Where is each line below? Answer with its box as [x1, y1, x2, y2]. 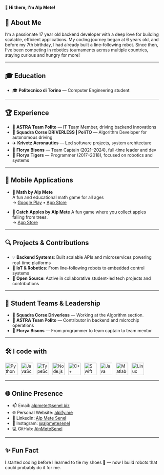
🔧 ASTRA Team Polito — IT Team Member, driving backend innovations [12, 124, 157, 130]
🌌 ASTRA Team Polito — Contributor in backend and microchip [12, 317, 140, 323]
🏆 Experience [5, 109, 49, 117]
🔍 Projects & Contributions [5, 239, 89, 247]
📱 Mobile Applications [5, 176, 73, 184]
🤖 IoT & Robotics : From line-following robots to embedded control [12, 265, 145, 271]
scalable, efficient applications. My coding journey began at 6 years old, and [5, 37, 159, 43]
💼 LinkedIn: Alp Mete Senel [12, 415, 67, 421]
